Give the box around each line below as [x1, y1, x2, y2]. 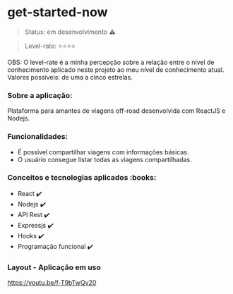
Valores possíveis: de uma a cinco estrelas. [7, 73, 133, 81]
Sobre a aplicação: [7, 90, 73, 100]
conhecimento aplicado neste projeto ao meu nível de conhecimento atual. [7, 65, 225, 74]
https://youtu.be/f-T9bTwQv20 [7, 278, 97, 287]
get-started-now [7, 4, 108, 20]
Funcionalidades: [7, 132, 68, 142]
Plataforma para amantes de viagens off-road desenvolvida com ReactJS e [7, 106, 226, 115]
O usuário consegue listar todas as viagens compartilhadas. [17, 155, 192, 164]
